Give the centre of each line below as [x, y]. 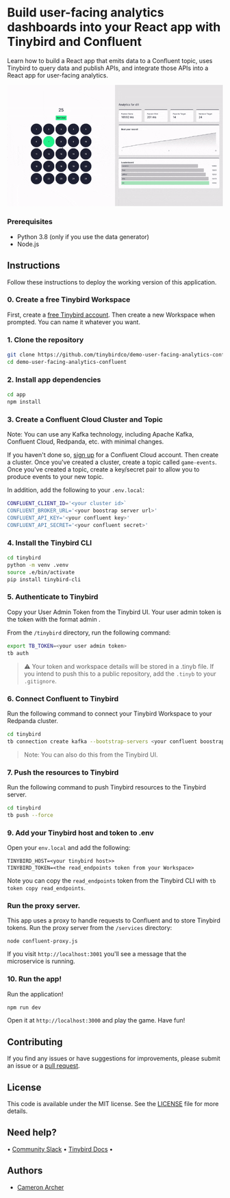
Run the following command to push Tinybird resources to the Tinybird [107, 787]
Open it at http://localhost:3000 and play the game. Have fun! [96, 1020]
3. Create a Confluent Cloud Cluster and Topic [85, 419]
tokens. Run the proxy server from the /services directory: [90, 928]
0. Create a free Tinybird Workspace [69, 299]
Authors [25, 1171]
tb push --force [30, 815]
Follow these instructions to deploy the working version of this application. [112, 282]
